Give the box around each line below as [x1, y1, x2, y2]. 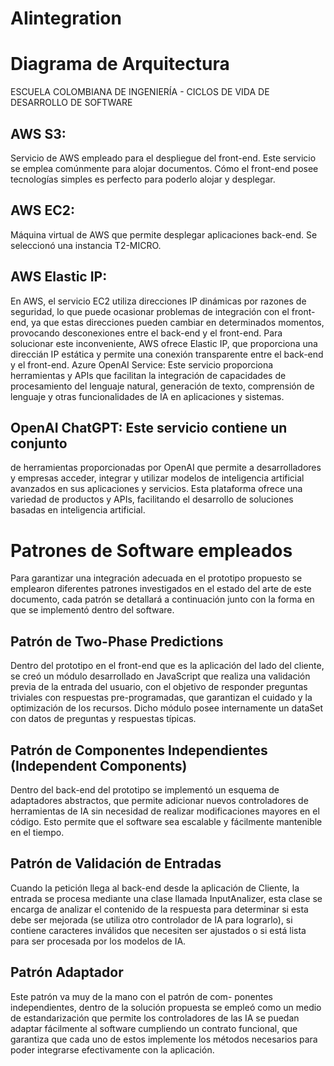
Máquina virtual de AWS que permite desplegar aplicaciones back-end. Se [10, 228, 318, 241]
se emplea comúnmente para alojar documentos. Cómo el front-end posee [10, 162, 319, 174]
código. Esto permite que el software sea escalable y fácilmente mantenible [10, 815, 323, 827]
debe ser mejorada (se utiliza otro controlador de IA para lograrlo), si [10, 913, 293, 926]
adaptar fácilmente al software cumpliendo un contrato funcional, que [10, 1022, 298, 1034]
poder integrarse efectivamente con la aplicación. [10, 1043, 215, 1056]
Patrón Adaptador [10, 964, 124, 981]
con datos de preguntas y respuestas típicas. [10, 713, 197, 725]
